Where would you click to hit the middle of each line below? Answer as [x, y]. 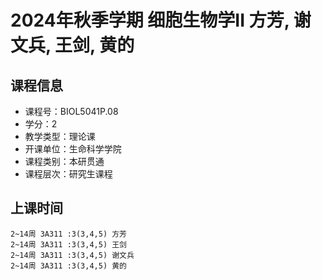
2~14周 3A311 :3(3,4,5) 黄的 [69, 266]
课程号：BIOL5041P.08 [71, 111]
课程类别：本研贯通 [64, 161]
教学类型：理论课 [60, 136]
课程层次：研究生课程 [68, 174]
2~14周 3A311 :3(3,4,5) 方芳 [69, 234]
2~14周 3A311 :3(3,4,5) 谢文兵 [72, 255]
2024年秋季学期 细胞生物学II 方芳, [150, 20]
